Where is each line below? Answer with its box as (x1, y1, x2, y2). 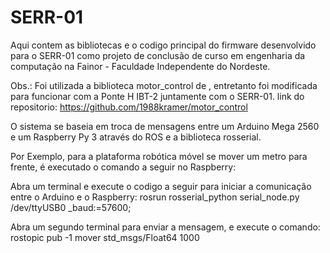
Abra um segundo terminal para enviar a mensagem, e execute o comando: (10, 221, 321, 233)
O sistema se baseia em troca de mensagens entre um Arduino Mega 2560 (10, 120, 320, 132)
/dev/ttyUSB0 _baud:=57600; (10, 201, 132, 213)
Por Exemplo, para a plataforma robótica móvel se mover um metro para (10, 150, 308, 162)
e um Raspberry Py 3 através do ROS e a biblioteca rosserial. (10, 131, 262, 143)
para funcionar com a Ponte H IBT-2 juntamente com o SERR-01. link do (10, 90, 305, 102)
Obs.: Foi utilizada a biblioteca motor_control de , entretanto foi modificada (10, 79, 318, 91)
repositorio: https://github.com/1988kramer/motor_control (10, 101, 248, 113)
